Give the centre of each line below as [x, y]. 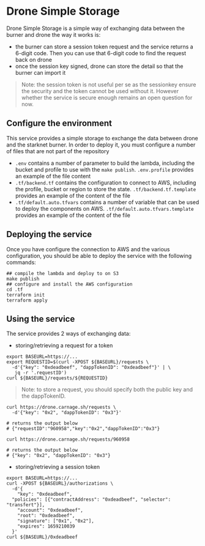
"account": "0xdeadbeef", [50, 510]
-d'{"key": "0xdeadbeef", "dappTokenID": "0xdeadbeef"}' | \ [91, 368]
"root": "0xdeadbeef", [46, 516]
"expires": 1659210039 [46, 526]
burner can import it [40, 72]
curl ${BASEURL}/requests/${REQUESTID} [57, 378]
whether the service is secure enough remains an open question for [107, 97]
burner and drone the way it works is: [54, 34]
